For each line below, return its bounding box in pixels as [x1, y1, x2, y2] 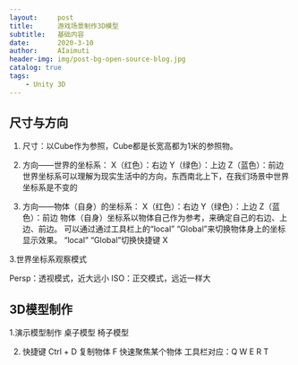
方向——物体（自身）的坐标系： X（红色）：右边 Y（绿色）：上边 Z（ [21, 201, 273, 212]
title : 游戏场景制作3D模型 [9, 22, 119, 30]
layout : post [9, 13, 74, 22]
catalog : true [9, 64, 63, 73]
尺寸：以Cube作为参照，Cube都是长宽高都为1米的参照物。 [21, 141, 238, 152]
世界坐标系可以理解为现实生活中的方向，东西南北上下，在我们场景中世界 [21, 171, 289, 182]
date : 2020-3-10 [9, 38, 94, 48]
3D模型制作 [9, 301, 73, 317]
